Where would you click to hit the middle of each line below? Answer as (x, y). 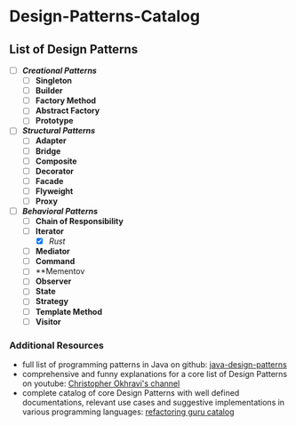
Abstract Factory (68, 111)
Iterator (49, 231)
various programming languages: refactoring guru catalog (128, 412)
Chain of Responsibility (80, 221)
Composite (56, 161)
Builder (49, 91)
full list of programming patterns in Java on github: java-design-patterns (154, 364)
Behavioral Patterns (60, 211)
